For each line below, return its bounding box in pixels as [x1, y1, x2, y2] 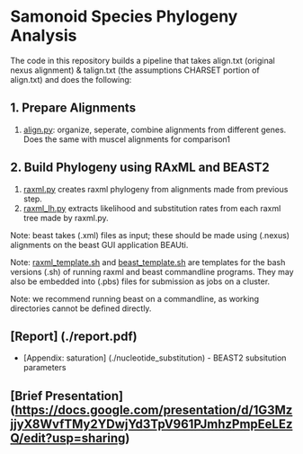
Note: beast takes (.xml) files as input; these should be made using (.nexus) [10, 229, 290, 240]
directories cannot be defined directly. [10, 303, 152, 314]
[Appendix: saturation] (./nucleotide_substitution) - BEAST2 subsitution [22, 352, 287, 363]
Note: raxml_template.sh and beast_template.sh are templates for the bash [10, 256, 286, 267]
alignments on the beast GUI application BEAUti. [10, 239, 189, 250]
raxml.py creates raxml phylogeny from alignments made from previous [22, 183, 289, 194]
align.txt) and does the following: [10, 74, 132, 85]
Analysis [10, 25, 77, 46]
